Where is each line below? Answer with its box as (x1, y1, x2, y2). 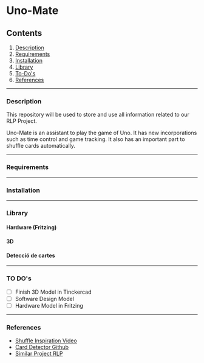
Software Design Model (15, 295, 75, 302)
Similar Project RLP (15, 350, 63, 357)
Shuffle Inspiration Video (15, 337, 77, 344)
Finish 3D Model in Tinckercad (15, 288, 92, 296)
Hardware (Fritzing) (6, 224, 57, 231)
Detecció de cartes (6, 252, 56, 259)
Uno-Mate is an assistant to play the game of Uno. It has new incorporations (6, 129, 197, 137)
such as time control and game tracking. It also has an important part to (6, 136, 185, 143)
